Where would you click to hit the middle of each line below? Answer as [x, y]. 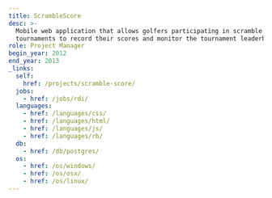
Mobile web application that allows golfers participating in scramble [139, 31]
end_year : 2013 [34, 61]
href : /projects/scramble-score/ [79, 83]
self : [25, 76]
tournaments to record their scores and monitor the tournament [126, 38]
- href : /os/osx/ [52, 174]
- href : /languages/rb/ [63, 136]
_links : [21, 69]
